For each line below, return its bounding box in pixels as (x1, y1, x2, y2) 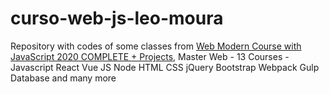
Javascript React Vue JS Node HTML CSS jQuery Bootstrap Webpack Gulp (10, 61, 320, 73)
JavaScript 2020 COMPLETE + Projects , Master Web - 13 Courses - (10, 50, 290, 62)
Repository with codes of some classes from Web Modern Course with (10, 40, 302, 52)
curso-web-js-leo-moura (10, 7, 224, 30)
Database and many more (10, 72, 117, 84)
